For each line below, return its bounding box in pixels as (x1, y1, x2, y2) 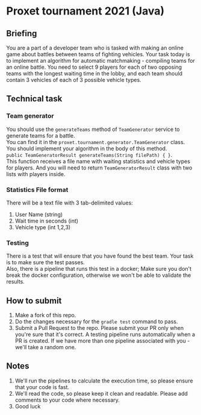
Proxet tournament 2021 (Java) (6, 4, 165, 18)
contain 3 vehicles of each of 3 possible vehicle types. (6, 77, 141, 83)
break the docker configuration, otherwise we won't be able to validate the (6, 271, 191, 279)
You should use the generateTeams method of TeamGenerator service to (6, 125, 180, 133)
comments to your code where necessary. (14, 396, 120, 404)
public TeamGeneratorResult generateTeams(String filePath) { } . (6, 151, 173, 158)
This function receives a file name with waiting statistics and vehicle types (6, 157, 191, 165)
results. (6, 278, 25, 285)
